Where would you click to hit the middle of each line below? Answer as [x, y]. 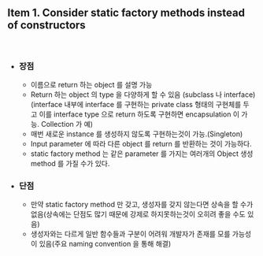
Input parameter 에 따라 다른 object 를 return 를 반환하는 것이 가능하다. [141, 144]
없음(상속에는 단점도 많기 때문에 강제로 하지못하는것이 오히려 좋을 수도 [138, 214]
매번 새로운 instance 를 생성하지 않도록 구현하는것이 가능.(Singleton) [137, 134]
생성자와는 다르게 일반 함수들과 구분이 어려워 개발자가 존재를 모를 [130, 234]
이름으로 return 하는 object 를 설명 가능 [91, 85]
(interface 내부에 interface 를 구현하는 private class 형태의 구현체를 [136, 105]
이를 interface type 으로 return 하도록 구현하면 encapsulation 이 [139, 114]
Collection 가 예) [67, 124]
